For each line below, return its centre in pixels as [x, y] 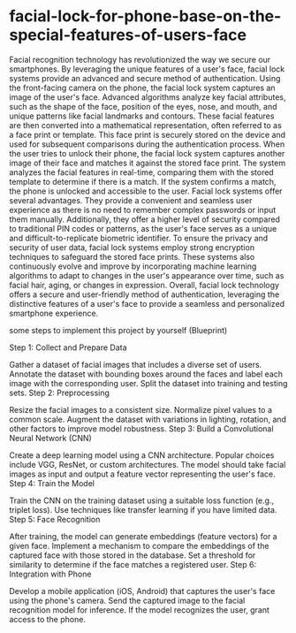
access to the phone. [48, 619]
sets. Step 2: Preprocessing [60, 393]
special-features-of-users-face [128, 35]
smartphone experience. [54, 313]
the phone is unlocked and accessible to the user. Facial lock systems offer [146, 191]
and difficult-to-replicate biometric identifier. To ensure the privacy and [139, 238]
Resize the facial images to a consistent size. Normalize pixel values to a [140, 409]
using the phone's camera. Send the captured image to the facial [127, 600]
